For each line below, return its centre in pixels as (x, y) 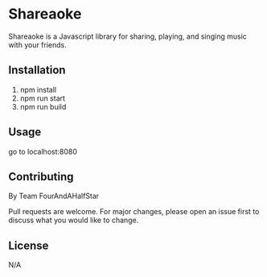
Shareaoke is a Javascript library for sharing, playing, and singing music (128, 36)
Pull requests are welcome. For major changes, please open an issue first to (134, 212)
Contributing (41, 177)
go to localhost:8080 (43, 151)
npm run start (43, 98)
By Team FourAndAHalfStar (54, 196)
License (29, 245)
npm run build (43, 106)
